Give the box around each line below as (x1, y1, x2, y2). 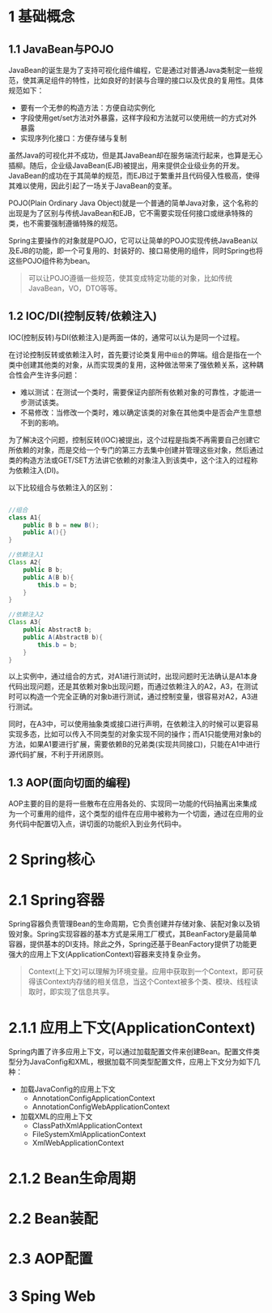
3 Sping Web (8, 1287, 96, 1306)
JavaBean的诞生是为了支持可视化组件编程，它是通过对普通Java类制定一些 (8, 66, 257, 75)
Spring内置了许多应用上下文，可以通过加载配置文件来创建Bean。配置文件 (8, 1047, 253, 1057)
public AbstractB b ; (23, 626, 92, 634)
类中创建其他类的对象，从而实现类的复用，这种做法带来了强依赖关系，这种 (8, 359, 257, 369)
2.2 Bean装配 (8, 1209, 99, 1228)
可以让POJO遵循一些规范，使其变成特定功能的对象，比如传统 (28, 273, 233, 282)
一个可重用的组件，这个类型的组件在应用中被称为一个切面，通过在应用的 (15, 809, 257, 819)
